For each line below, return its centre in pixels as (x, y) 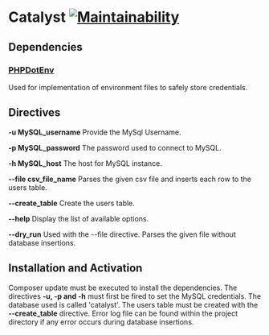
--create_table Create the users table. (71, 203)
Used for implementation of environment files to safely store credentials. (128, 87)
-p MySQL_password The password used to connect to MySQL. (115, 147)
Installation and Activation (75, 269)
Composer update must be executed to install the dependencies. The (123, 287)
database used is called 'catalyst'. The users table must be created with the (133, 304)
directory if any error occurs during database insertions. (101, 321)
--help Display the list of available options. (79, 218)
